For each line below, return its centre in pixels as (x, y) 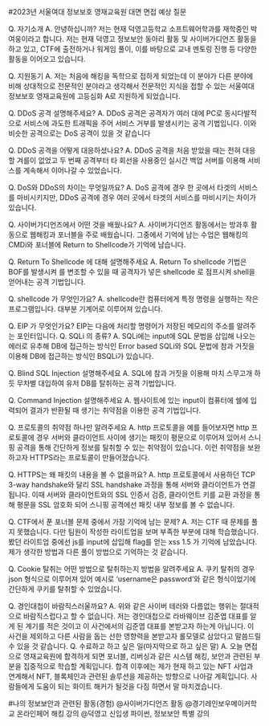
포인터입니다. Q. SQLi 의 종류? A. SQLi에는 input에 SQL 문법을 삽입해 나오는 (136, 336)
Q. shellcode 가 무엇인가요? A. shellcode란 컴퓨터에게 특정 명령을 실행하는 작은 (134, 299)
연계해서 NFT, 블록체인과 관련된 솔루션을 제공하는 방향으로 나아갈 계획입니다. (129, 676)
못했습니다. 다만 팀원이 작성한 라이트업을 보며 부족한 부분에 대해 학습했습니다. (138, 532)
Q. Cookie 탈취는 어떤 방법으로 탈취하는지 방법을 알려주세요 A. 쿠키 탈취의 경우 (132, 569)
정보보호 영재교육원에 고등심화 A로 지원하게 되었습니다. (94, 96)
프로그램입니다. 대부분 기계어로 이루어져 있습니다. (86, 309)
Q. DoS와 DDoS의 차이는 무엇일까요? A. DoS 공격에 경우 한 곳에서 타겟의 (122, 188)
